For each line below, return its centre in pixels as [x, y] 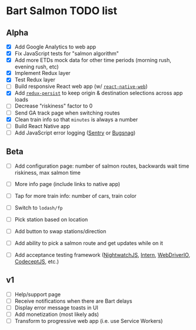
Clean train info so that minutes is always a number [76, 119]
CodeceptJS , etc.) [37, 262]
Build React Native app [42, 126]
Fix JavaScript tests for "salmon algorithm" [67, 54]
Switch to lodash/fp [39, 207]
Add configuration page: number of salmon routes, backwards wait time [102, 166]
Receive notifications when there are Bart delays [73, 301]
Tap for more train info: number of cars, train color [76, 195]
